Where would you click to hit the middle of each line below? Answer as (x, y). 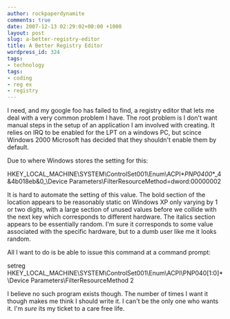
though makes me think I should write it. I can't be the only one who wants (113, 301)
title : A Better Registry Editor (55, 46)
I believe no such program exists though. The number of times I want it (108, 294)
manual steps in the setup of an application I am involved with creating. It (111, 125)
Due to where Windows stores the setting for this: (78, 161)
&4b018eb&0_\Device (37, 181)
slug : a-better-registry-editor (54, 39)
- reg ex (20, 84)
